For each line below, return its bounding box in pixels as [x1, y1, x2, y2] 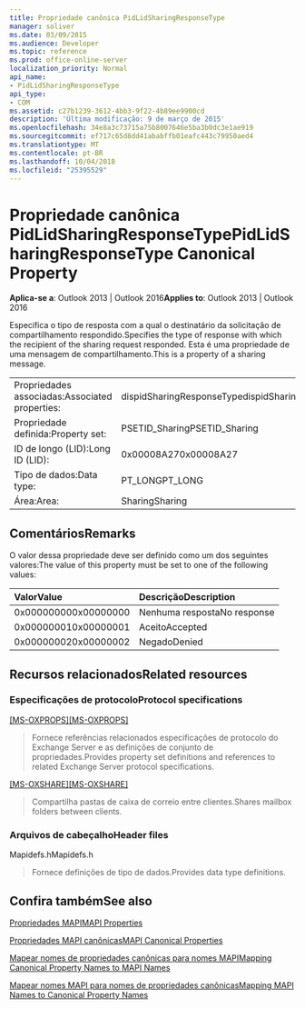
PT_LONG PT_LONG [121, 475, 204, 487]
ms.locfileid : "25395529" [9, 165, 107, 175]
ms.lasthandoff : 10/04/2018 [9, 156, 116, 166]
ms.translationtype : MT [9, 140, 100, 149]
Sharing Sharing [121, 495, 188, 507]
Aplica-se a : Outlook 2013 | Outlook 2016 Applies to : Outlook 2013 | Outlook [9, 293, 294, 304]
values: [9, 569, 36, 580]
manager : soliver [9, 22, 75, 31]
